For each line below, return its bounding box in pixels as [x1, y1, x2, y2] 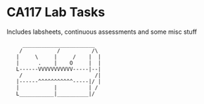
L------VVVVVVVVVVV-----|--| [15, 65, 101, 72]
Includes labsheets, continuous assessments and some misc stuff [6, 27, 198, 36]
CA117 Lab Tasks [6, 4, 106, 20]
